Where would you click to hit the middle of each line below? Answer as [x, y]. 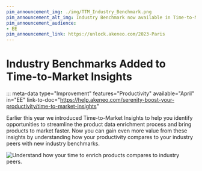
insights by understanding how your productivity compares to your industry [100, 137]
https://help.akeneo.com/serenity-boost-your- [117, 100]
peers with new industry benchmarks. [53, 144]
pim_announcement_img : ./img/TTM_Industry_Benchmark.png [79, 12]
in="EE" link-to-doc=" [33, 100]
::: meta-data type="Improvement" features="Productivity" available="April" [100, 93]
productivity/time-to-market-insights [52, 107]
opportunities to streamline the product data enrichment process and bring [99, 125]
